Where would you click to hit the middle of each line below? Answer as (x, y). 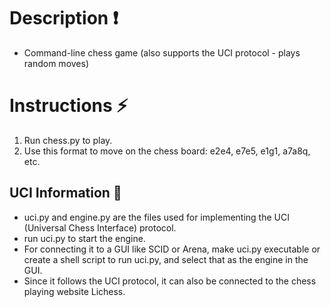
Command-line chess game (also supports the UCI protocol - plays (162, 52)
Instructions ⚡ (69, 106)
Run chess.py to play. (68, 140)
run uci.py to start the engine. (84, 238)
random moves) (56, 63)
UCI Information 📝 (65, 193)
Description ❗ (64, 18)
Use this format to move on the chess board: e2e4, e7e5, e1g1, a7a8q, (167, 151)
